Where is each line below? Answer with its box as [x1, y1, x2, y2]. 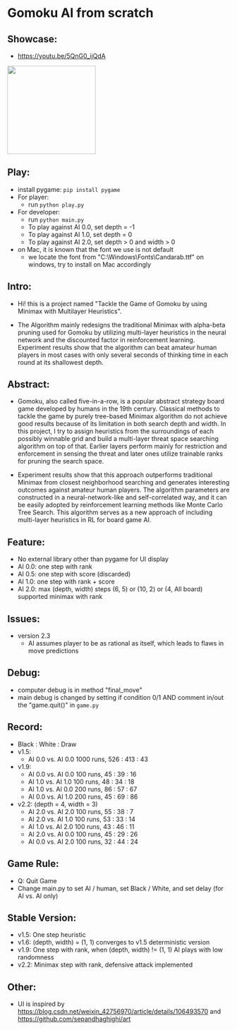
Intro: [7, 281, 32, 293]
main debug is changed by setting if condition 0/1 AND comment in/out [17, 693, 224, 701]
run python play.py [28, 200, 85, 209]
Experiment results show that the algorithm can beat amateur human [17, 343, 217, 351]
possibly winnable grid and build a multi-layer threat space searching [17, 435, 219, 443]
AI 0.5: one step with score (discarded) [17, 570, 131, 578]
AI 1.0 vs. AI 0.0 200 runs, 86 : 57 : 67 [28, 784, 138, 793]
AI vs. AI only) [17, 891, 59, 900]
